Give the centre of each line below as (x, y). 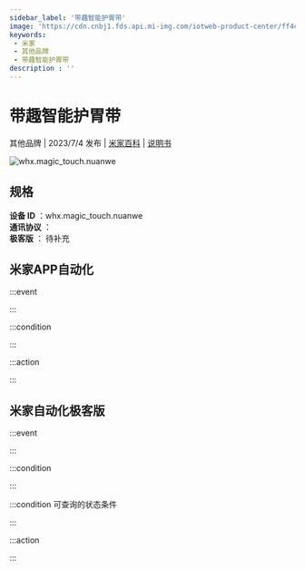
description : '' (42, 69)
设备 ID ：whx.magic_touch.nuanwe (76, 215)
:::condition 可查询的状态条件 (64, 505)
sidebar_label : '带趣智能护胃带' (68, 18)
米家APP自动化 (51, 270)
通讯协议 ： (30, 227)
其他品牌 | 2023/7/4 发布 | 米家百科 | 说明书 (91, 142)
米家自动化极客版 (57, 411)
